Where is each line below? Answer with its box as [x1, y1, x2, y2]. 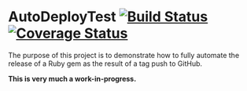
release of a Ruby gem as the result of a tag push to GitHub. [8, 59, 203, 68]
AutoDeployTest [8, 8, 116, 26]
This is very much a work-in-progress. [8, 74, 137, 83]
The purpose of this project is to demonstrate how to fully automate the [8, 50, 240, 60]
